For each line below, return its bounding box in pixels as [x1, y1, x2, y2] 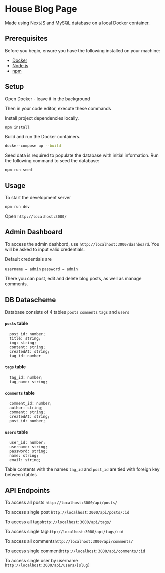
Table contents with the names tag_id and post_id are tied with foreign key [5, 466, 160, 472]
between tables [5, 472, 37, 478]
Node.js [12, 62, 29, 68]
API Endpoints [5, 486, 50, 495]
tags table [5, 364, 26, 370]
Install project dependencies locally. [5, 115, 79, 121]
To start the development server [5, 195, 71, 200]
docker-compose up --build [5, 143, 61, 148]
